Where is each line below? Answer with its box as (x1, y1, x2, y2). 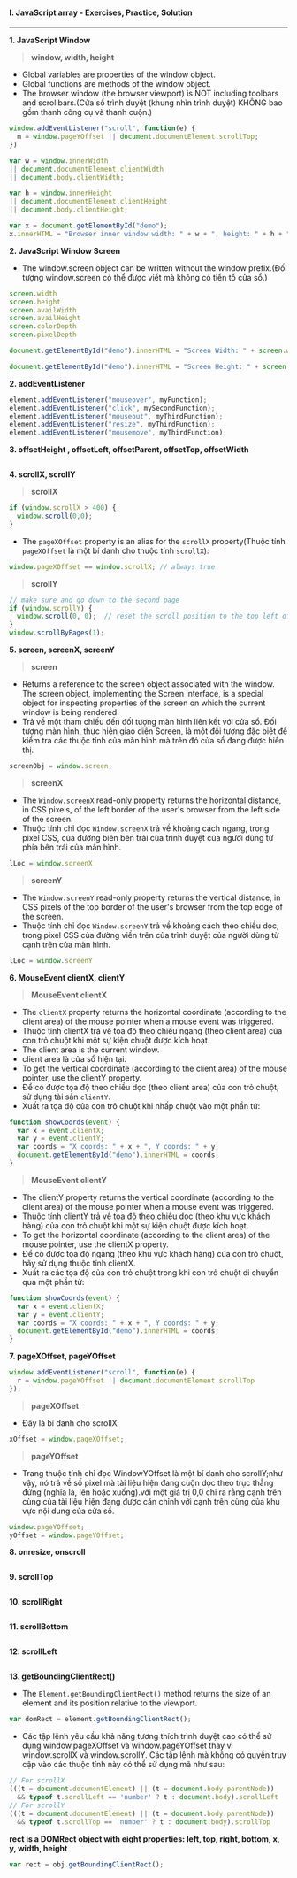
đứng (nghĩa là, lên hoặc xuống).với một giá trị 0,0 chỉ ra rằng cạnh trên (21, 1487, 282, 1497)
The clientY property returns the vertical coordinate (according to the (21, 1191, 275, 1203)
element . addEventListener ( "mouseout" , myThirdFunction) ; (9, 412, 224, 420)
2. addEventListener (9, 378, 86, 389)
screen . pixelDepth (9, 330, 77, 340)
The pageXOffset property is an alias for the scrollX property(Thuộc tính (21, 535, 286, 546)
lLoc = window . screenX (9, 858, 93, 867)
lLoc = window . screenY (9, 956, 93, 965)
